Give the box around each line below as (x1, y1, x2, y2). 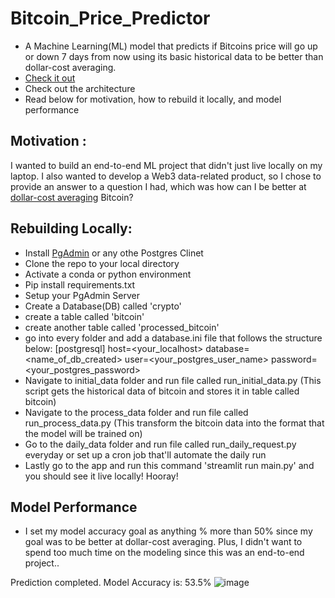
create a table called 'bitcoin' (24, 310, 145, 322)
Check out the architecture (24, 82, 136, 94)
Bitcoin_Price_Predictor (10, 7, 211, 30)
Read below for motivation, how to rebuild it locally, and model (24, 93, 282, 105)
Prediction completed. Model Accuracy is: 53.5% (10, 577, 212, 589)
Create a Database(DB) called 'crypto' (24, 300, 182, 312)
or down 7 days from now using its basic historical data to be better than (24, 50, 324, 62)
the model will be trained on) (24, 427, 143, 439)
